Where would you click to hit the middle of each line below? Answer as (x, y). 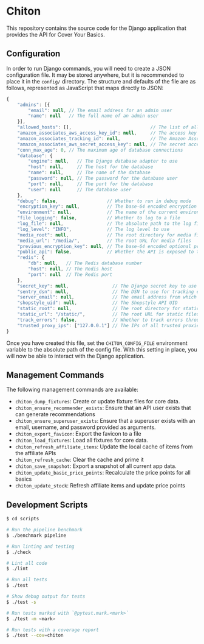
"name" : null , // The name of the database (89, 173)
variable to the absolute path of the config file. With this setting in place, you (102, 349)
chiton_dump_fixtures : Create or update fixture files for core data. (97, 402)
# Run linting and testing (40, 547)
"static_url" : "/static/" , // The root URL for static (100, 314)
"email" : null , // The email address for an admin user (100, 110)
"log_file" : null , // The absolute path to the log (104, 224)
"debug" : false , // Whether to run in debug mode (104, 201)
